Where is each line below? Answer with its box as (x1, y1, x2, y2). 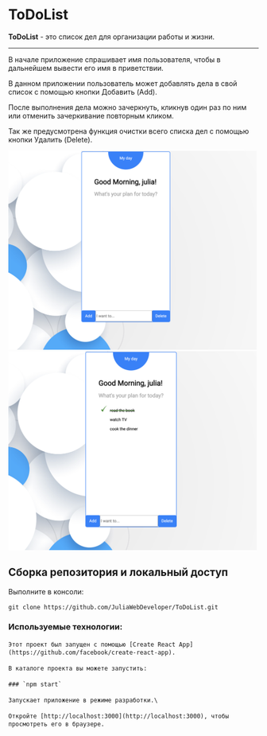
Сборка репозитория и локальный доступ (8, 566, 229, 579)
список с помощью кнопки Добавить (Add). (8, 87, 157, 96)
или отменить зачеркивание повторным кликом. (8, 111, 174, 120)
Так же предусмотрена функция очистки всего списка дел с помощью (8, 126, 250, 136)
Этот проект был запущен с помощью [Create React (8, 641, 176, 648)
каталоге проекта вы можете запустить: (15, 664, 148, 672)
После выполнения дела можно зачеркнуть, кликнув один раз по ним (8, 102, 247, 112)
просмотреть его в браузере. (8, 720, 105, 728)
